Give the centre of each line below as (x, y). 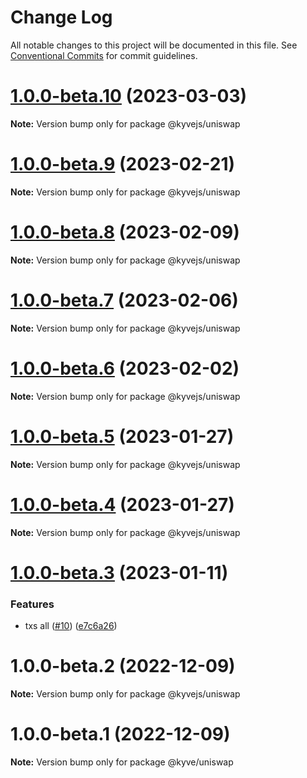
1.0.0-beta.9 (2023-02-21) (123, 164)
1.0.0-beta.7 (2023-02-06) (124, 300)
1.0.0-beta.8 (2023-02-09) (125, 232)
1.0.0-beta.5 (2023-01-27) (122, 436)
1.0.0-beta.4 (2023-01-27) (122, 504)
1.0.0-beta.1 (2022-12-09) (120, 734)
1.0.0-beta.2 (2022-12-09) (123, 666)
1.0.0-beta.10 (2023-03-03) (129, 96)
